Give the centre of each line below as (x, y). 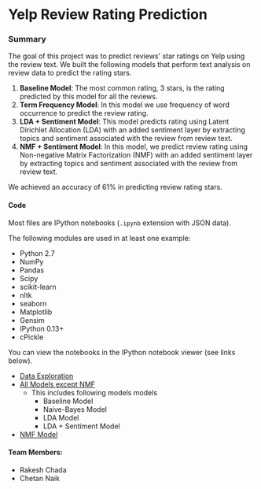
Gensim (32, 320)
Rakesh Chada (43, 469)
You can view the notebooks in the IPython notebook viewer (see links (122, 352)
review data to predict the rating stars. (70, 73)
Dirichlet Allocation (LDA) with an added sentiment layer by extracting (132, 130)
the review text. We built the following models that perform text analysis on (129, 65)
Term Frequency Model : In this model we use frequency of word (125, 105)
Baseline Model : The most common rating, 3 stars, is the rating (122, 88)
